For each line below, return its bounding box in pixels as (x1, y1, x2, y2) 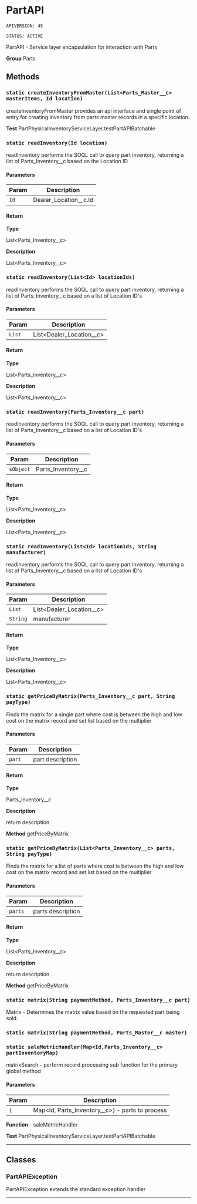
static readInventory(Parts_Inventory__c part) (6, 409, 145, 415)
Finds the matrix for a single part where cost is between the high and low (6, 711, 183, 718)
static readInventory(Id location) (6, 139, 108, 146)
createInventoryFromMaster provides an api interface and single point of (6, 107, 182, 114)
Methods (6, 72, 40, 82)
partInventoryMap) (6, 1049, 59, 1056)
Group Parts (6, 55, 36, 62)
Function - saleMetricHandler (6, 1121, 78, 1128)
